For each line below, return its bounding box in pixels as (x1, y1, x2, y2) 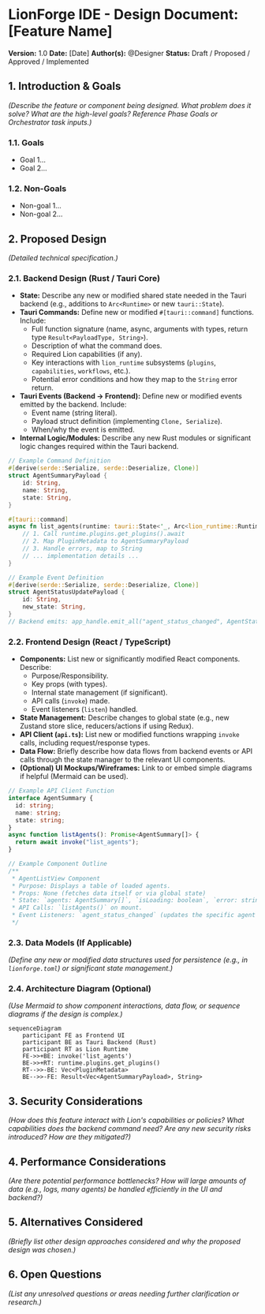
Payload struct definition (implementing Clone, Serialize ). (31, 417, 223, 426)
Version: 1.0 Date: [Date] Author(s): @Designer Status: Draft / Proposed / (8, 48, 251, 58)
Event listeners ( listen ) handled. (31, 705, 138, 714)
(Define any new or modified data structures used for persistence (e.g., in (8, 955, 248, 964)
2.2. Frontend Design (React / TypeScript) (8, 636, 171, 647)
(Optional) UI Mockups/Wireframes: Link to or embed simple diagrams (19, 763, 252, 773)
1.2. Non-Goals (8, 183, 67, 194)
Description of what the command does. (31, 341, 162, 350)
